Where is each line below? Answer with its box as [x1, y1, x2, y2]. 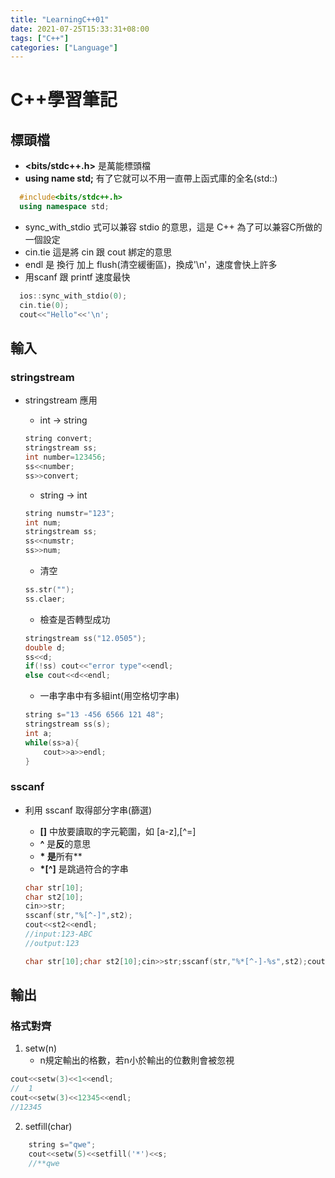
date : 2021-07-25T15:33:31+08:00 [10, 24, 150, 34]
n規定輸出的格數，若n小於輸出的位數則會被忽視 [39, 1054, 235, 1066]
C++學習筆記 [10, 89, 118, 111]
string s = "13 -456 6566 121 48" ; [24, 710, 165, 720]
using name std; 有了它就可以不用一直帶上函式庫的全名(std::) [24, 172, 278, 185]
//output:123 [24, 938, 80, 948]
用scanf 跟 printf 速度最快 [24, 271, 131, 283]
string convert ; [24, 434, 93, 444]
